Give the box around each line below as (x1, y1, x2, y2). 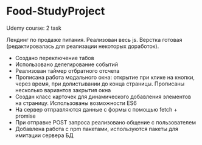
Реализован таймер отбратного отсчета (15, 67, 120, 74)
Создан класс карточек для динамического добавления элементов (15, 93, 192, 100)
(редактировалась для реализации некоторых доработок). (6, 42, 159, 50)
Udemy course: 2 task (6, 24, 62, 32)
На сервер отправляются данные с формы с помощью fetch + (15, 106, 178, 113)
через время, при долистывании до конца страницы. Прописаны (15, 80, 185, 87)
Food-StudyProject (6, 4, 105, 18)
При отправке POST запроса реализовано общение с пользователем (15, 118, 197, 126)
